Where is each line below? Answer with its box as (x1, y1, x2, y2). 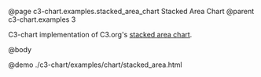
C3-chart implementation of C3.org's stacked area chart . (8, 30, 193, 39)
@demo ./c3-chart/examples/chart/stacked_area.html (8, 60, 182, 69)
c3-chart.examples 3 (8, 15, 76, 24)
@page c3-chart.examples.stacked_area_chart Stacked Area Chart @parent (8, 7, 255, 16)
